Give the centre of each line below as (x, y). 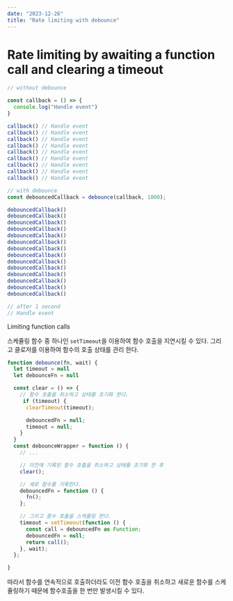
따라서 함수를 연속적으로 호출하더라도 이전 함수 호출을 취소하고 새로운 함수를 (110, 582)
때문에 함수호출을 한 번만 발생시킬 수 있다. (88, 591)
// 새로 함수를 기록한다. (51, 484)
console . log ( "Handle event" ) (56, 107)
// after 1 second (34, 306)
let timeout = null (42, 369)
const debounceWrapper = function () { (71, 446)
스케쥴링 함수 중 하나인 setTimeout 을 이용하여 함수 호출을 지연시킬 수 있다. (108, 341)
